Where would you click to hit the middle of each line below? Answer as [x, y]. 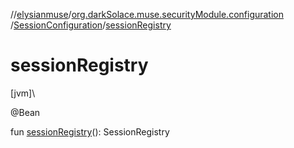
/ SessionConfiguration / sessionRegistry [91, 25]
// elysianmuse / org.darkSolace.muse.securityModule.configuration [147, 14]
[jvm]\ [23, 93]
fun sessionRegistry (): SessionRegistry [90, 131]
